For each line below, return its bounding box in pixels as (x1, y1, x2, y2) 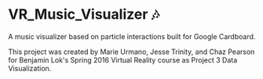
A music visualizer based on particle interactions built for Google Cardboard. (8, 31, 256, 41)
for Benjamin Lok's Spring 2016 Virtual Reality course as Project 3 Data (8, 55, 238, 64)
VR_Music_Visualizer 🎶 (8, 5, 159, 23)
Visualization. (8, 63, 52, 73)
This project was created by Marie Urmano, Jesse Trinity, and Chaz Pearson (8, 47, 255, 56)
